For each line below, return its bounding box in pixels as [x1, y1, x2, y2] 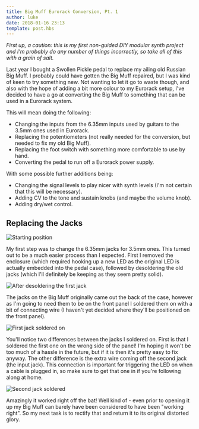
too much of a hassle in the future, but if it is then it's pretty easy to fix [6, 349, 178, 356]
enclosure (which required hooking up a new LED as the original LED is [6, 258, 180, 265]
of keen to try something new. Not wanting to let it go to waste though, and [6, 79, 189, 86]
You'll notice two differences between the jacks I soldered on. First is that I [6, 336, 189, 343]
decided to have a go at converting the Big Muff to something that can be [6, 91, 186, 98]
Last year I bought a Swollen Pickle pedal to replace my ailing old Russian [6, 66, 186, 73]
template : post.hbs [6, 25, 55, 32]
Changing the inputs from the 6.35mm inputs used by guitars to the [14, 120, 179, 128]
